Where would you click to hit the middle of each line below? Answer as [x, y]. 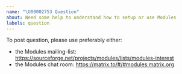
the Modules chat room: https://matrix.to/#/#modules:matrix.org [95, 64]
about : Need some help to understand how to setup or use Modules [91, 17]
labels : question [28, 23]
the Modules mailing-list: [45, 52]
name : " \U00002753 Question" [43, 12]
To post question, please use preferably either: [64, 40]
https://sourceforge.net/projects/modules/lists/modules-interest [94, 58]
